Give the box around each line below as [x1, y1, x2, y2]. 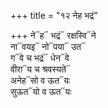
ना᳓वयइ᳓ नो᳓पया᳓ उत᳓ [10, 41, 86, 52]
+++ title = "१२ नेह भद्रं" [10, 10, 98, 21]
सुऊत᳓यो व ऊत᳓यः [10, 86, 72, 97]
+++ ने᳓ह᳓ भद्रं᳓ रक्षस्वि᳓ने [10, 30, 97, 41]
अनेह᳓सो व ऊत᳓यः [10, 75, 71, 86]
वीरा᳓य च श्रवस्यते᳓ [10, 63, 71, 75]
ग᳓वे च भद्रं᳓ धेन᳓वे [10, 52, 70, 64]
